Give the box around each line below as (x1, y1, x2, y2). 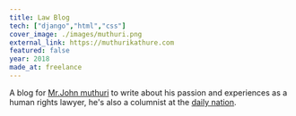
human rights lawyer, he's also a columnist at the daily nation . (9, 96, 237, 107)
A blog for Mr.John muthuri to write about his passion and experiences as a (9, 87, 288, 98)
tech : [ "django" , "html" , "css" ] (9, 21, 126, 30)
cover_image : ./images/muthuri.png (9, 29, 143, 38)
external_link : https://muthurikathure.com (9, 37, 175, 47)
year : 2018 (9, 54, 50, 63)
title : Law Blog (9, 12, 70, 22)
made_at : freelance (9, 63, 83, 72)
